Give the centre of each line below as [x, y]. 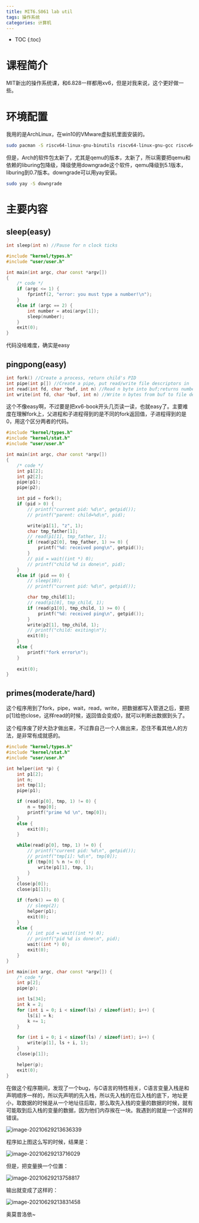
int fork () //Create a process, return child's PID [71, 378]
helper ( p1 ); [42, 911]
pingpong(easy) [36, 364]
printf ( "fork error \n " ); [58, 652]
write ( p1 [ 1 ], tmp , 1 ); [66, 867]
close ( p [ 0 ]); [33, 884]
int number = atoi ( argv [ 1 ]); [63, 311]
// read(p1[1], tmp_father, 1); [68, 537]
